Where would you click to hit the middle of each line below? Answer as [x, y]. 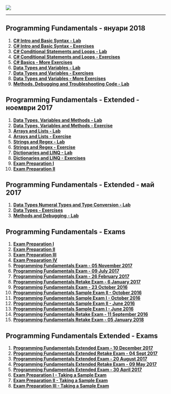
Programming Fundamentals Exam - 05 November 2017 [73, 266]
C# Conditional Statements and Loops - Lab [60, 51]
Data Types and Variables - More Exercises [59, 78]
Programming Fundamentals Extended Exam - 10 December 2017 [83, 348]
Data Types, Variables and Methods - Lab [58, 120]
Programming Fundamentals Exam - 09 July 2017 [66, 271]
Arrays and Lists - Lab [37, 131]
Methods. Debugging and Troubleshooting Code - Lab [71, 83]
